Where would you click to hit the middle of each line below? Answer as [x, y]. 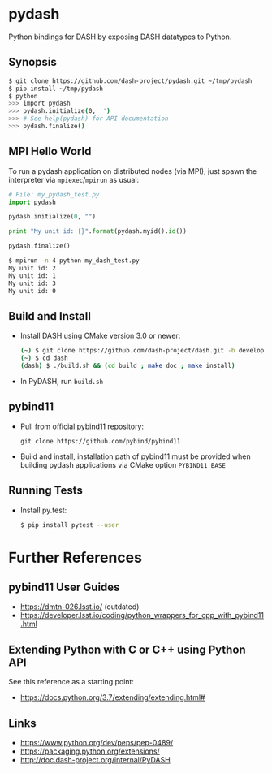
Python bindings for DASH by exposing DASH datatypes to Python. [120, 37]
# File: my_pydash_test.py [54, 194]
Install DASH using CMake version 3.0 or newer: [100, 336]
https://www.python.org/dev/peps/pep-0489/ [97, 743]
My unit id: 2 [32, 268]
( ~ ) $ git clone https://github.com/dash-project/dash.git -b [127, 351]
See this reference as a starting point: [71, 682]
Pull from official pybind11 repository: [82, 426]
